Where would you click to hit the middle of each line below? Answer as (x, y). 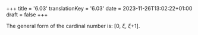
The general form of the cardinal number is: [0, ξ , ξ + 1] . (73, 26)
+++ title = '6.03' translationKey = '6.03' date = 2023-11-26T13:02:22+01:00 (99, 8)
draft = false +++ (27, 15)
